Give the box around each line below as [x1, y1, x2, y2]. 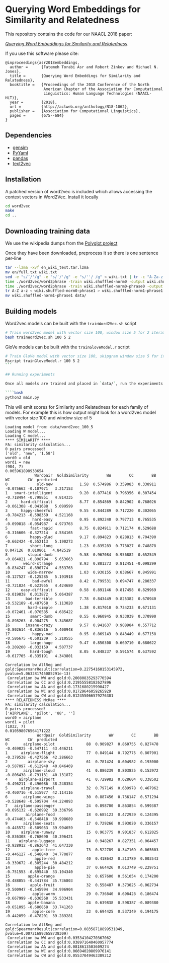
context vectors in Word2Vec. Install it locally [5, 194, 99, 200]
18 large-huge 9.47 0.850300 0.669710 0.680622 [5, 640, 156, 645]
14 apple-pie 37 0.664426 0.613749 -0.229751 [5, 865, 158, 870]
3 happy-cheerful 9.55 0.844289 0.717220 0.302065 [5, 508, 156, 513]
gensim [12, 144, 28, 151]
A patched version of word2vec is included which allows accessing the [5, 188, 152, 194]
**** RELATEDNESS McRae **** [5, 697, 66, 703]
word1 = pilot [5, 719, 35, 724]
